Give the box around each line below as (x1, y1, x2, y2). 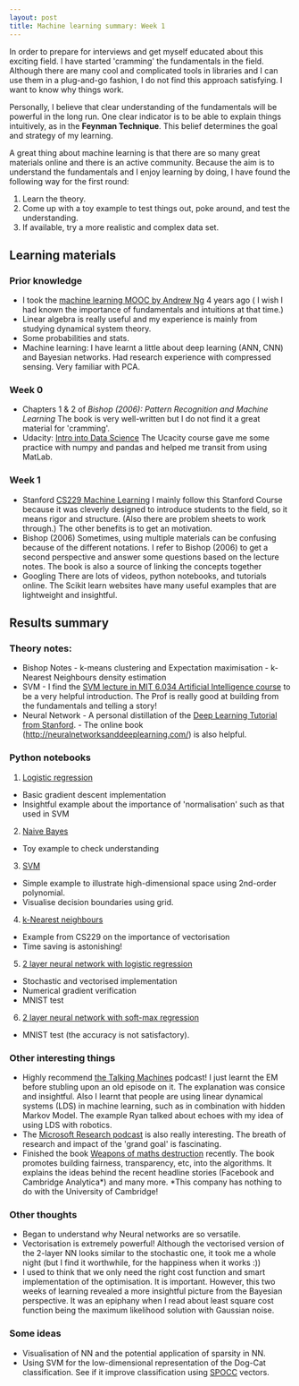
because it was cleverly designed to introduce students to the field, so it (21, 503, 288, 515)
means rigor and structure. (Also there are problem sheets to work (21, 513, 266, 524)
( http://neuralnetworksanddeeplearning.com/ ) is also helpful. (21, 729, 247, 740)
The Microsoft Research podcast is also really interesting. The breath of (21, 1129, 287, 1140)
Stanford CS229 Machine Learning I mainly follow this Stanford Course (21, 494, 283, 505)
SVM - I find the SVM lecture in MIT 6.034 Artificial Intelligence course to (21, 681, 291, 692)
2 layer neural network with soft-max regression (21, 1012, 199, 1022)
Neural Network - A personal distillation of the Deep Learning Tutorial (21, 710, 278, 721)
